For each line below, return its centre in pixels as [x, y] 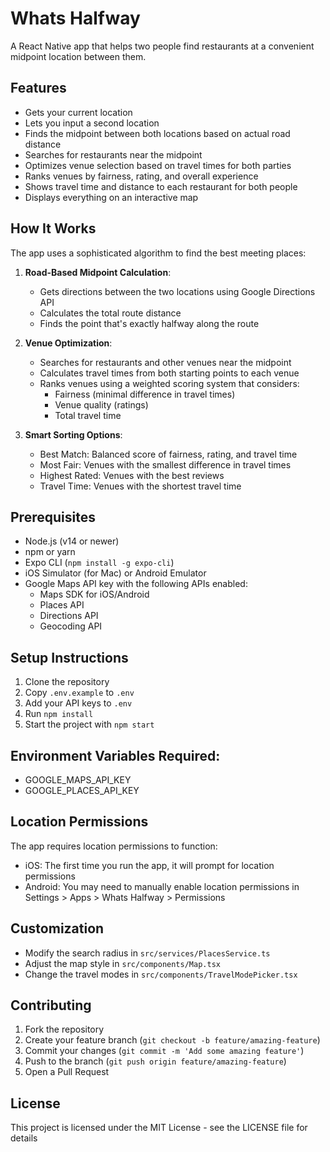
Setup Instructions [69, 657]
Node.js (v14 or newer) [72, 541]
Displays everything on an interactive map [111, 197]
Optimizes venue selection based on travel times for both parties [158, 165]
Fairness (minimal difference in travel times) [145, 394]
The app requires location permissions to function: [114, 846]
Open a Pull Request [67, 1072]
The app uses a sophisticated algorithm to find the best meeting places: [158, 253]
